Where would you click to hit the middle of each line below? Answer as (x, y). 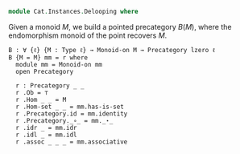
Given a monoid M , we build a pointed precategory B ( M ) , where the (120, 26)
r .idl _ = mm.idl (47, 135)
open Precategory (45, 71)
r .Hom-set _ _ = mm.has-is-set (70, 107)
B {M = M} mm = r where (48, 57)
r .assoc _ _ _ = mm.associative (72, 142)
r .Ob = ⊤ (32, 92)
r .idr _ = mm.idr (47, 128)
